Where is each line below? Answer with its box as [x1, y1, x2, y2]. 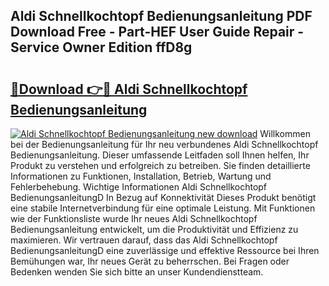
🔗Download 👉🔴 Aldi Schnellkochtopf [10, 80, 248, 98]
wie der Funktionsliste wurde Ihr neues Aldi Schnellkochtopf [10, 213, 258, 224]
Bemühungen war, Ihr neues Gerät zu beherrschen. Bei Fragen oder [10, 255, 290, 267]
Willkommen [259, 128, 311, 139]
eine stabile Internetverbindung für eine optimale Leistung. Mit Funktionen [10, 202, 316, 214]
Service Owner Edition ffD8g [10, 39, 193, 56]
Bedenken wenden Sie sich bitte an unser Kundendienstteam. [10, 266, 264, 278]
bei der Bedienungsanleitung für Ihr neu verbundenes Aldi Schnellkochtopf [10, 139, 319, 150]
